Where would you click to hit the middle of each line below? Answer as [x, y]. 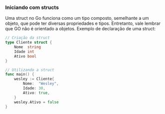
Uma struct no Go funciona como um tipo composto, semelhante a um [77, 18]
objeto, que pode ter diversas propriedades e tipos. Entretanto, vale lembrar [83, 23]
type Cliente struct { [29, 43]
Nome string [28, 47]
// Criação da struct [28, 38]
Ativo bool [25, 56]
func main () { [20, 74]
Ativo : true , [37, 93]
